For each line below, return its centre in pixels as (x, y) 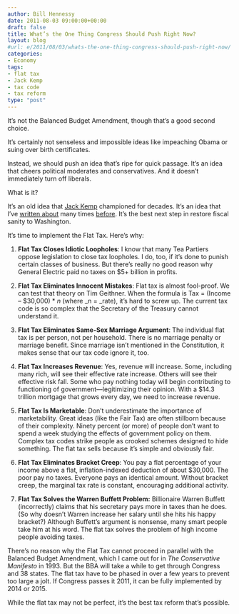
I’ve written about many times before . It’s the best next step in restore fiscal (118, 214)
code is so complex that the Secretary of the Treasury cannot (108, 308)
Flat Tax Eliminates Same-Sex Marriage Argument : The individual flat (121, 330)
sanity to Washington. (39, 221)
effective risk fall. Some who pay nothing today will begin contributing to (124, 382)
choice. (19, 128)
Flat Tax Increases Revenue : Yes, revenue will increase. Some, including (124, 366)
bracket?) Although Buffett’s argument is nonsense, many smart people (122, 522)
